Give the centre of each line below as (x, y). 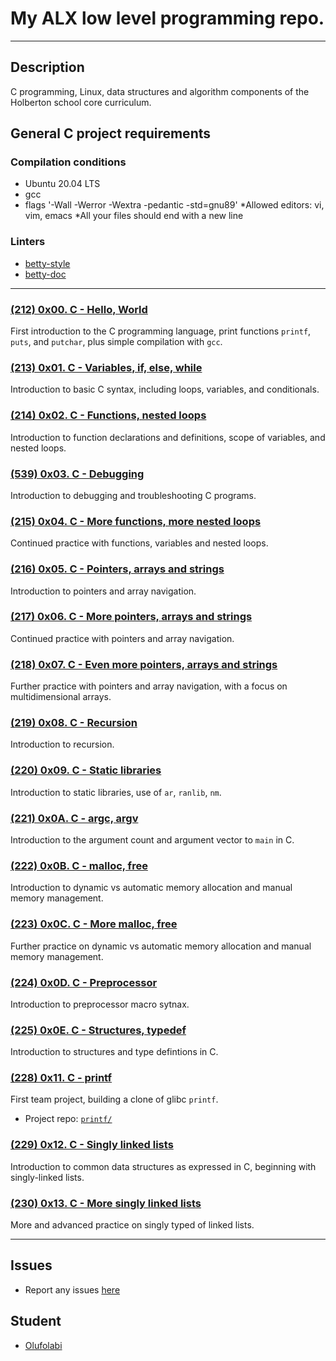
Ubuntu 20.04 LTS (62, 184)
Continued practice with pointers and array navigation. (122, 638)
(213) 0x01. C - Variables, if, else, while (106, 367)
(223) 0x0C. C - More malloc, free (94, 924)
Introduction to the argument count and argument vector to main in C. (152, 840)
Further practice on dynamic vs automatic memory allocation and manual (161, 946)
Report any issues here (72, 1289)
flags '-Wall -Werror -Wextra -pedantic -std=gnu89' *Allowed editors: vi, (174, 205)
